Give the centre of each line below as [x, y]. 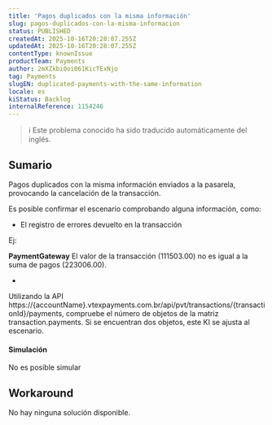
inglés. [39, 140]
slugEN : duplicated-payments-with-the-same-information [105, 84]
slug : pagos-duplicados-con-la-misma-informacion [94, 24]
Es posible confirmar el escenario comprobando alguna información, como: [135, 209]
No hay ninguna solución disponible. [70, 412]
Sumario [31, 165]
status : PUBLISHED [39, 31]
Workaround [41, 393]
